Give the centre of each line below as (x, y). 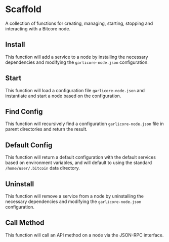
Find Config (24, 112)
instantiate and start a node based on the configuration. (63, 96)
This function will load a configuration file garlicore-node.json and (75, 90)
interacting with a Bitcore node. (38, 28)
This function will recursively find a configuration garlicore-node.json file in (85, 124)
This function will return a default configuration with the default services (80, 157)
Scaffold (24, 9)
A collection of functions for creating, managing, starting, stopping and (79, 23)
